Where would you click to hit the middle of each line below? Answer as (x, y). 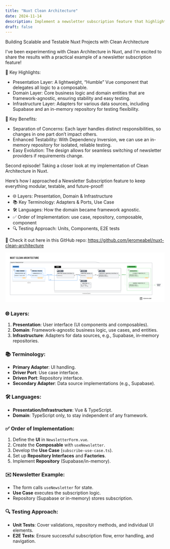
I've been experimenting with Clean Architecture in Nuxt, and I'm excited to (83, 52)
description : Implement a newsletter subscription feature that (74, 21)
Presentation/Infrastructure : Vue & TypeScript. (62, 410)
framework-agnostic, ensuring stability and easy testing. (71, 99)
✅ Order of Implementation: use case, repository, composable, (78, 217)
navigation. (24, 541)
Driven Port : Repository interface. (48, 378)
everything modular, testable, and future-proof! (54, 186)
